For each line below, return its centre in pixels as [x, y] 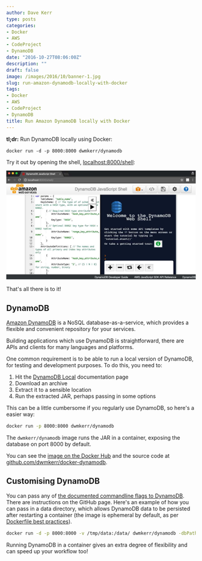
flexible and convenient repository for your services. [71, 329]
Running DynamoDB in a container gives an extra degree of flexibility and [97, 545]
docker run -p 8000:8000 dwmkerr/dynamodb [60, 426]
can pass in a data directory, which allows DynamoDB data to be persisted [98, 508]
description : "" [26, 63]
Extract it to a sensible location [53, 390]
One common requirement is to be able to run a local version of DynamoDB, [100, 359]
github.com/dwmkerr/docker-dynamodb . [57, 463]
